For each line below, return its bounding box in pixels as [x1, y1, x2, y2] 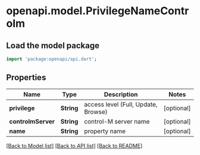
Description [104, 90, 138, 99]
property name [84, 126, 126, 135]
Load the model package [6, 40, 100, 50]
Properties [6, 72, 46, 83]
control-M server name [84, 117, 150, 125]
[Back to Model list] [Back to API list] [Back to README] [6, 142, 143, 149]
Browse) [84, 107, 108, 116]
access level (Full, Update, [84, 100, 158, 108]
